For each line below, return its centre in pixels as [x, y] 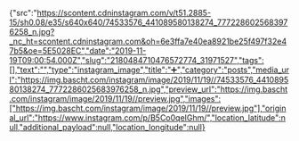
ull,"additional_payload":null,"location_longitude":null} [108, 127]
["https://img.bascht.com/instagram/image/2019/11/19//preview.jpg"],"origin [148, 108]
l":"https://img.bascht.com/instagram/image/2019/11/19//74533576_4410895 [149, 80]
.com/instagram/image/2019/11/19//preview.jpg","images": [115, 99]
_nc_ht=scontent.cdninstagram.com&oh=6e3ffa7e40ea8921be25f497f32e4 [148, 41]
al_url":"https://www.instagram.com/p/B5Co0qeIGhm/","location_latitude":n [148, 118]
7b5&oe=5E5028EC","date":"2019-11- [78, 51]
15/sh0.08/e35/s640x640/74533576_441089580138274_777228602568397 [149, 22]
